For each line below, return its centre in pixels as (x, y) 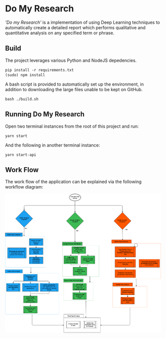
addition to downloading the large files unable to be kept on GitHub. (74, 89)
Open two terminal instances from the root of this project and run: (72, 126)
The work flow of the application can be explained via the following (73, 182)
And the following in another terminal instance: (53, 145)
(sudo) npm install (25, 75)
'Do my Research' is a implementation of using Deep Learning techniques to (83, 22)
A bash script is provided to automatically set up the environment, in (75, 84)
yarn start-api (21, 155)
